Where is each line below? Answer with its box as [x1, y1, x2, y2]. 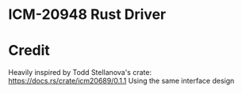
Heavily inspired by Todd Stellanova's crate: [8, 68, 152, 77]
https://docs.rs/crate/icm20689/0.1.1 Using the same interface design [8, 76, 235, 86]
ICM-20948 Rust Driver [8, 6, 167, 24]
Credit [8, 42, 50, 60]
